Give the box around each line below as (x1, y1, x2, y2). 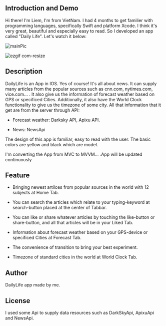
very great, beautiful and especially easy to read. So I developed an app (5, 28, 153, 34)
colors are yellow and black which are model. (5, 141, 98, 147)
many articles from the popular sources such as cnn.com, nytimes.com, (5, 86, 153, 92)
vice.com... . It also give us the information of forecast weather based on (5, 91, 155, 97)
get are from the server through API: (5, 107, 80, 113)
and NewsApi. (5, 315, 34, 321)
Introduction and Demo (5, 4, 78, 13)
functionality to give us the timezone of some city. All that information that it (5, 102, 161, 108)
